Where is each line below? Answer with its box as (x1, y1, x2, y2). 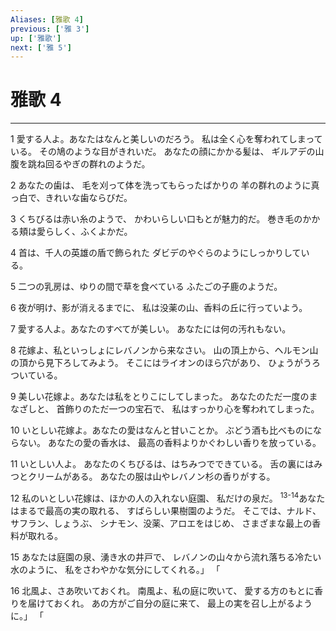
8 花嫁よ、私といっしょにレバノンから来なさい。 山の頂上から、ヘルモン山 (10, 344, 319, 356)
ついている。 (10, 369, 63, 381)
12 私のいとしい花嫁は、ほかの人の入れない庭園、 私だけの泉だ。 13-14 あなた (10, 491, 326, 504)
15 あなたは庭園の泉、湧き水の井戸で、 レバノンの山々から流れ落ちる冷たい (10, 551, 322, 563)
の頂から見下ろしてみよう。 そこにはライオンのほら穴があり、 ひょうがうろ (10, 357, 322, 369)
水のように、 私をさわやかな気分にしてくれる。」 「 (10, 563, 221, 575)
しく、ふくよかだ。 (53, 226, 133, 238)
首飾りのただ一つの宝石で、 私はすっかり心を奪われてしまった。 (56, 403, 320, 415)
